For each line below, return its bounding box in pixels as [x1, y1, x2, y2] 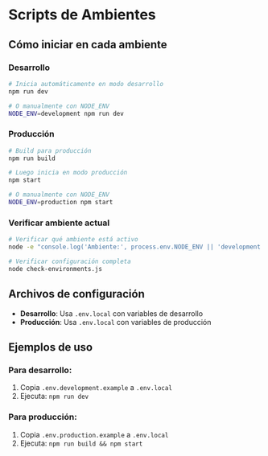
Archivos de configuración [8, 287, 145, 301]
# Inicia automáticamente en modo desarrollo [8, 80, 163, 88]
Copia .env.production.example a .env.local [19, 429, 169, 439]
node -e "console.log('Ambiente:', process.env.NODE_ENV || [8, 243, 215, 251]
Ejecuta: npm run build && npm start [19, 438, 143, 448]
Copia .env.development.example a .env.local [19, 383, 173, 392]
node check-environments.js [8, 265, 103, 273]
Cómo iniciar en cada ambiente [8, 38, 167, 51]
